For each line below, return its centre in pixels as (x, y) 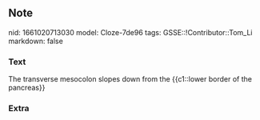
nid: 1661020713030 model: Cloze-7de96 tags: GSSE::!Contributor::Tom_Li (130, 32)
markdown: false (36, 41)
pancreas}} (27, 88)
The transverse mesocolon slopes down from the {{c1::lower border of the (130, 79)
